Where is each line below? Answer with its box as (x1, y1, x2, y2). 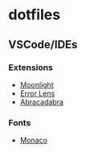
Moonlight (19, 80, 54, 89)
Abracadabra (19, 97, 64, 106)
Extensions (8, 62, 54, 73)
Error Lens (19, 88, 55, 98)
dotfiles (8, 6, 61, 24)
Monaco (19, 135, 48, 146)
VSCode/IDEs (8, 38, 78, 51)
